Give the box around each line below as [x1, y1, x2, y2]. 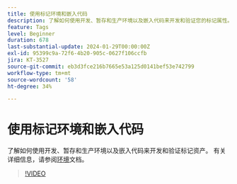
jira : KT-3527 [7, 57, 50, 64]
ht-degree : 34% [7, 83, 52, 90]
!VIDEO [24, 169, 46, 178]
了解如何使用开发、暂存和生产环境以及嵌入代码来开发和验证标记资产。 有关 [7, 146, 226, 155]
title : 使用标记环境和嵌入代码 [7, 10, 88, 18]
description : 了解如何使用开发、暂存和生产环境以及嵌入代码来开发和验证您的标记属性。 [7, 17, 233, 24]
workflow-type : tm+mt [7, 69, 71, 76]
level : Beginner [7, 30, 55, 38]
